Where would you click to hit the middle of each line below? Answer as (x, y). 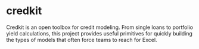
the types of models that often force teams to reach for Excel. (82, 40)
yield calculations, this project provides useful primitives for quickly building (99, 33)
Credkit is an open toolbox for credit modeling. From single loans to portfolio (100, 27)
